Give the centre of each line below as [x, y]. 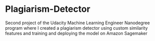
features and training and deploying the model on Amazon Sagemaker [76, 33]
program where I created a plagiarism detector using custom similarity [77, 28]
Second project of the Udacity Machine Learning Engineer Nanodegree [77, 23]
